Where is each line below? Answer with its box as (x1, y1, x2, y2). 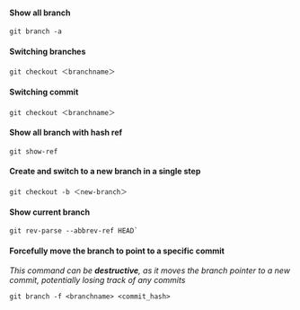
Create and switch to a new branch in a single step (9, 166, 201, 177)
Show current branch (9, 207, 91, 217)
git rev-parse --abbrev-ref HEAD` (9, 226, 139, 235)
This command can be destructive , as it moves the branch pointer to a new (9, 265, 290, 276)
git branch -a (9, 27, 63, 36)
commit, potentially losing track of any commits (9, 275, 186, 286)
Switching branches (9, 46, 86, 57)
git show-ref (9, 146, 58, 156)
